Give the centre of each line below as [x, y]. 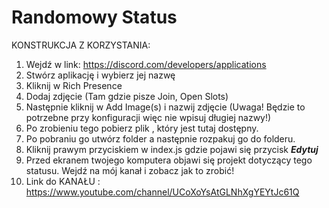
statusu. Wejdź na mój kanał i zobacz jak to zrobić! [130, 170]
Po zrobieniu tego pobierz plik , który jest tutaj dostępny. [142, 128]
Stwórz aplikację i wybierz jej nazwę [100, 75]
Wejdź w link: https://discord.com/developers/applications [146, 64]
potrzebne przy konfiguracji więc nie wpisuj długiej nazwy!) [148, 117]
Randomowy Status [94, 17]
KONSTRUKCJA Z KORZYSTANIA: [81, 45]
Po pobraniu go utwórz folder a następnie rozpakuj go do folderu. [160, 138]
